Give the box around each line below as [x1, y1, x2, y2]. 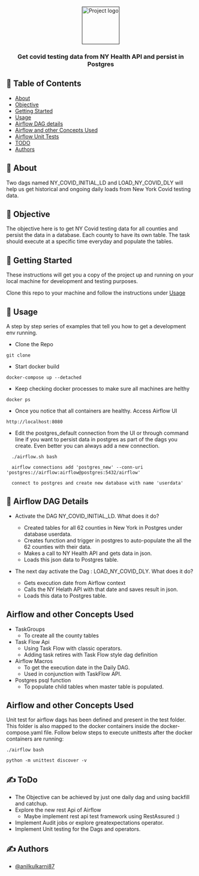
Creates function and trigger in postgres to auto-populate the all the [23, 536, 192, 544]
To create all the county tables [23, 632, 99, 639]
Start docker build [14, 363, 60, 370]
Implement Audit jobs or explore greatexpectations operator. [14, 819, 164, 827]
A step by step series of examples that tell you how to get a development [6, 322, 186, 329]
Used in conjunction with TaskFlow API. [23, 670, 122, 677]
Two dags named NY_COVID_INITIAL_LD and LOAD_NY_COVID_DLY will [6, 179, 183, 186]
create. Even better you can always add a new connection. [14, 442, 160, 449]
